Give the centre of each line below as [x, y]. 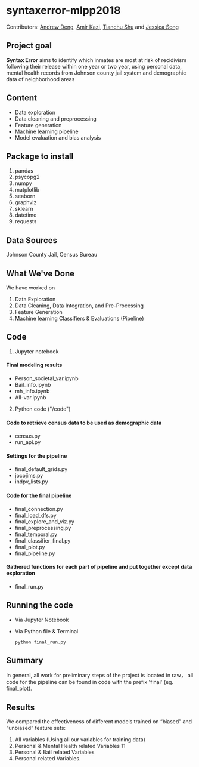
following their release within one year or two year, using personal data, [94, 66]
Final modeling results [34, 365]
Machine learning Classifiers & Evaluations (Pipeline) [79, 318]
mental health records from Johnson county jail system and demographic [96, 73]
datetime [26, 215]
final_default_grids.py [41, 469]
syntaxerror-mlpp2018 [63, 10]
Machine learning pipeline [46, 131]
